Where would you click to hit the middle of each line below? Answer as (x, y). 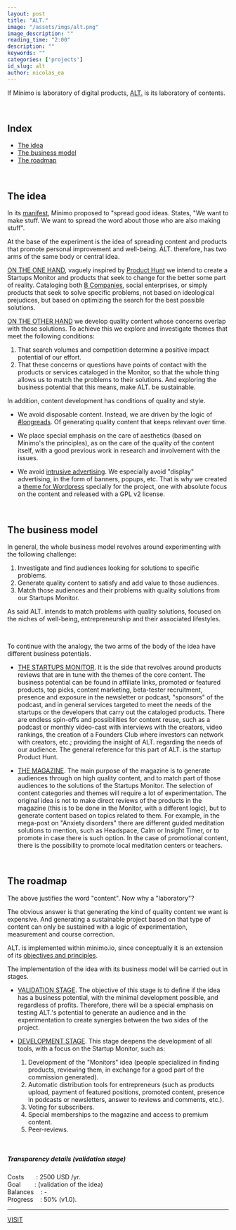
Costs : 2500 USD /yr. (44, 1177)
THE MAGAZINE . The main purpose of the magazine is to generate (114, 771)
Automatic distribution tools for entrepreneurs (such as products (121, 1084)
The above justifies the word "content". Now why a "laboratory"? (101, 898)
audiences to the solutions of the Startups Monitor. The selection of (115, 785)
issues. (28, 458)
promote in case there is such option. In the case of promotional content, (123, 837)
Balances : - (27, 1192)
